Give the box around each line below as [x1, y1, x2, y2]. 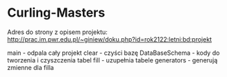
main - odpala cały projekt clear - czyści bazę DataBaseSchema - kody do [7, 49, 220, 57]
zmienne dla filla [7, 63, 54, 71]
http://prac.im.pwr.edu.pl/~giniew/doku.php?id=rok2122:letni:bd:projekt [7, 35, 212, 43]
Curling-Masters [7, 5, 106, 21]
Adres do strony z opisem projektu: [7, 28, 108, 36]
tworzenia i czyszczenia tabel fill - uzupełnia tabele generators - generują [7, 55, 218, 64]
